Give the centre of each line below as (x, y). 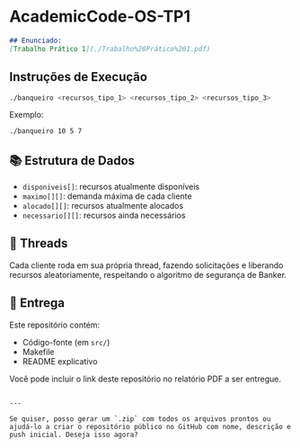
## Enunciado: (36, 40)
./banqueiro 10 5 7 (46, 131)
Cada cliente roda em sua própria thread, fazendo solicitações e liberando (146, 265)
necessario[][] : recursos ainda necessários (104, 215)
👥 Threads (39, 243)
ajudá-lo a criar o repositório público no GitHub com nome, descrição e (150, 426)
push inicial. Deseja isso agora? (74, 435)
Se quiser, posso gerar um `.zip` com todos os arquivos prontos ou (140, 419)
